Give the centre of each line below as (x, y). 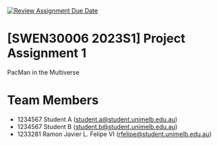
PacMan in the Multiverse (43, 72)
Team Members (53, 100)
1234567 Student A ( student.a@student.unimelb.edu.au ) (97, 119)
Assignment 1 (47, 54)
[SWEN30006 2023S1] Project (96, 39)
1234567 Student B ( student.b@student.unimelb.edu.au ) (97, 126)
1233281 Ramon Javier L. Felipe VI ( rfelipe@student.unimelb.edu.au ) (114, 134)
